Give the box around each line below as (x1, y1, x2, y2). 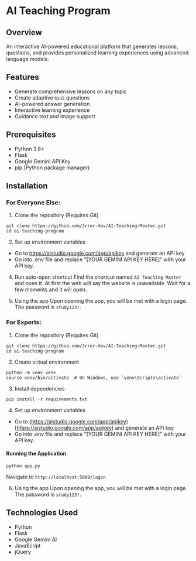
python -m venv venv (6, 370, 57, 375)
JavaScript (14, 542, 41, 549)
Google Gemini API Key (14, 158, 71, 165)
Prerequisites (6, 130, 56, 140)
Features (6, 72, 39, 83)
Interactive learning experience (14, 107, 90, 114)
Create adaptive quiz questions (14, 94, 90, 101)
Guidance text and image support (14, 112, 95, 119)
